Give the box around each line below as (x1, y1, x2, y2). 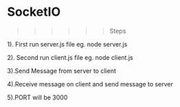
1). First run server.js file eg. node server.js (7, 40, 128, 48)
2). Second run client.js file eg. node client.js (7, 53, 133, 62)
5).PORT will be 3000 (7, 93, 68, 102)
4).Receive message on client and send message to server (7, 80, 174, 88)
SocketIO (7, 4, 61, 20)
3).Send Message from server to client (7, 67, 117, 75)
